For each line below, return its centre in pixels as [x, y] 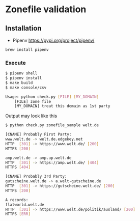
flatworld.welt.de [25, 205]
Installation [23, 28]
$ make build [19, 82]
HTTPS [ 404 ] [18, 167]
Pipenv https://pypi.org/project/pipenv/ [53, 40]
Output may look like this [31, 116]
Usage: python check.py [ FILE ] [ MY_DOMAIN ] [52, 97]
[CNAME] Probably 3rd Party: [36, 177]
